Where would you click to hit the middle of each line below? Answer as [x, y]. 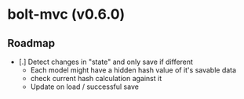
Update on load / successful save [84, 87]
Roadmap [31, 43]
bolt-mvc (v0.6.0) [66, 14]
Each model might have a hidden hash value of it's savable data [133, 70]
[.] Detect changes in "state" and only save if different [106, 62]
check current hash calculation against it [96, 78]
